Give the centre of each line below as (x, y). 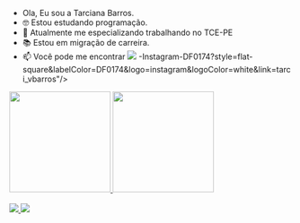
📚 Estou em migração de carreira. (86, 43)
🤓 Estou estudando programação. (85, 22)
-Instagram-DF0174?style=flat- (196, 56)
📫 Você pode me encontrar (74, 56)
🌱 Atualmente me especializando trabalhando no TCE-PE (128, 32)
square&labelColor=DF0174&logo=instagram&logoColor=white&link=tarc (157, 69)
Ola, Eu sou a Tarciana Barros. (78, 13)
